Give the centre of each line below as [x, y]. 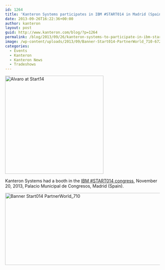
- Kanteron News [26, 60]
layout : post [18, 28]
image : [12, 42]
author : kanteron [23, 23]
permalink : [16, 37]
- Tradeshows [23, 64]
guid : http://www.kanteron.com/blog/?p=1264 [51, 32]
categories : [17, 46]
